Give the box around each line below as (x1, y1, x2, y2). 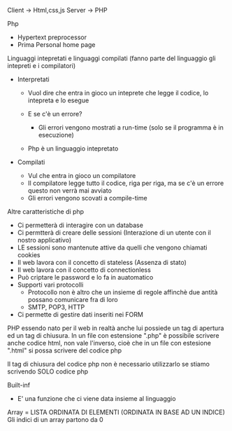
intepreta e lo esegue (27, 96, 89, 104)
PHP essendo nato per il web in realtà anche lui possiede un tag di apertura (7, 324, 224, 332)
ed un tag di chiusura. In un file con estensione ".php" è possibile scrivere (7, 331, 219, 339)
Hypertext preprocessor (17, 33, 87, 41)
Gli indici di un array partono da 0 (7, 416, 103, 423)
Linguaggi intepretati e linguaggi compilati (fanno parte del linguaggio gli (7, 54, 216, 62)
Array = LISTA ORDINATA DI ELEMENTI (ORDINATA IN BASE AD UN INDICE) (7, 408, 226, 416)
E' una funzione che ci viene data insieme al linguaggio (17, 395, 176, 402)
